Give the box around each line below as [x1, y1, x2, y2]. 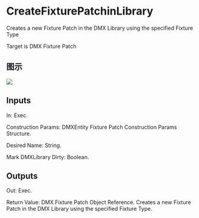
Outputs [6, 171, 38, 181]
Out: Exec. [6, 187, 32, 194]
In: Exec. [6, 111, 28, 119]
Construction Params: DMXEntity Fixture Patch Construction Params [6, 123, 177, 131]
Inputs [6, 95, 32, 106]
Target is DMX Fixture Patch [6, 43, 77, 50]
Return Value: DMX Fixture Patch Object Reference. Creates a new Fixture [6, 199, 191, 206]
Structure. [6, 129, 32, 137]
